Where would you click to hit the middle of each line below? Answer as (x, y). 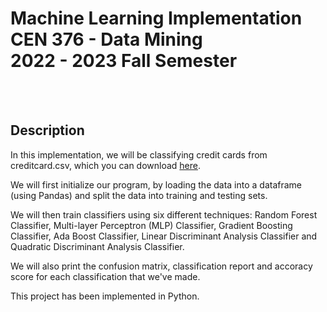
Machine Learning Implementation (156, 18)
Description (47, 130)
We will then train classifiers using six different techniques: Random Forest (164, 214)
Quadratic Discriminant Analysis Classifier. (97, 246)
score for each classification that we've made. (105, 276)
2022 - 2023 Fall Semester (124, 61)
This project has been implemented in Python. (105, 296)
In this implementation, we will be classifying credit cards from (139, 154)
